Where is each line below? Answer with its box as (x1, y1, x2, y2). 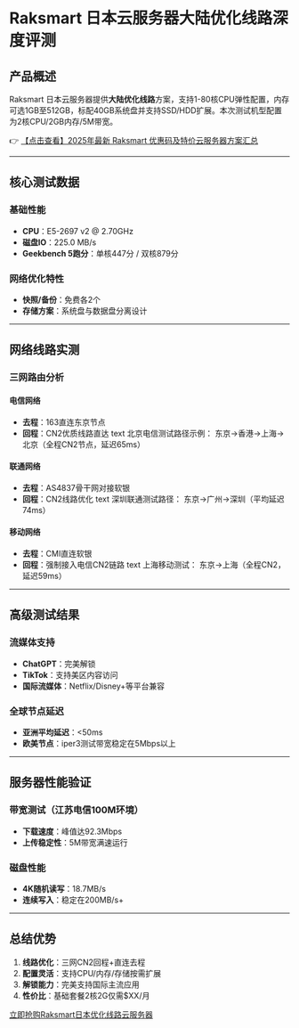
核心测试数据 (9, 175, 80, 190)
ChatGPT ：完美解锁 (21, 658, 96, 669)
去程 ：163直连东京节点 (21, 416, 106, 428)
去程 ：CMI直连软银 (21, 548, 93, 559)
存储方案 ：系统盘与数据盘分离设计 (21, 305, 148, 316)
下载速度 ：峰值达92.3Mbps (21, 826, 123, 836)
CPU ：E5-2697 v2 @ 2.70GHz (21, 225, 133, 236)
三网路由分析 (9, 371, 65, 384)
